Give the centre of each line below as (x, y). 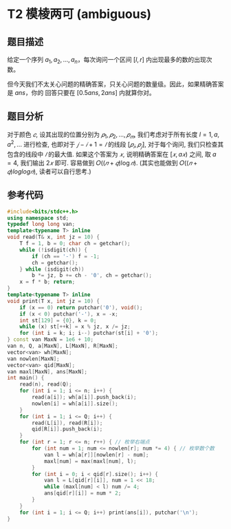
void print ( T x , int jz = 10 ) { (53, 301)
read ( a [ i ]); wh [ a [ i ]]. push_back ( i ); (84, 397)
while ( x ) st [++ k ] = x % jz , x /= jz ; (75, 327)
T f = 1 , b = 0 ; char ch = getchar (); (75, 244)
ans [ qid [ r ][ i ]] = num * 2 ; (82, 493)
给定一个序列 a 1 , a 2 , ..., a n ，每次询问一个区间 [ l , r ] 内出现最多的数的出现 (107, 61)
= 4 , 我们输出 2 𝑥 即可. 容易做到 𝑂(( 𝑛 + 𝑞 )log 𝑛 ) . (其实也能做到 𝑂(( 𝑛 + (102, 163)
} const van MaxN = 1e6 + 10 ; (51, 340)
